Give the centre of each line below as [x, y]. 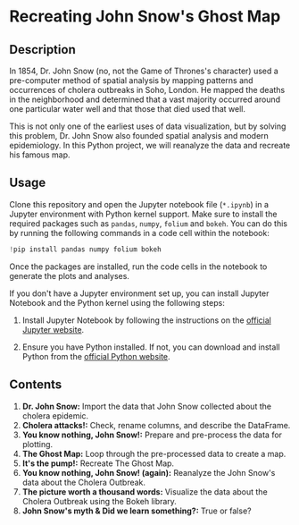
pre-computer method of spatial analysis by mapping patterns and [131, 80]
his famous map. [40, 155]
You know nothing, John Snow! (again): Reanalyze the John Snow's [149, 472]
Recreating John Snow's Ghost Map [145, 17]
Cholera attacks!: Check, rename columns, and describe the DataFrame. [156, 425]
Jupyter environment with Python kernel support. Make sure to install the [143, 214]
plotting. [37, 444]
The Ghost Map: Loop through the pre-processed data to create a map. [154, 453]
